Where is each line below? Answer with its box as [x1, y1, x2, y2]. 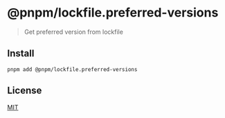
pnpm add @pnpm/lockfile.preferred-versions [7, 66, 138, 73]
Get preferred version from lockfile [24, 28, 123, 36]
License [7, 85, 42, 97]
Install [7, 48, 35, 59]
